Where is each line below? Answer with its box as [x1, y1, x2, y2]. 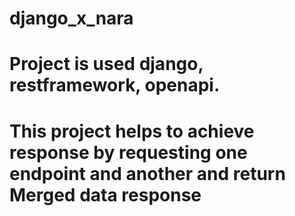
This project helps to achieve [9, 120, 255, 142]
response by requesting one [9, 141, 248, 164]
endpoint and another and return [9, 162, 286, 185]
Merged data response [9, 183, 202, 206]
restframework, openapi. [9, 74, 221, 97]
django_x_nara [9, 7, 134, 30]
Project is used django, [9, 53, 204, 76]
